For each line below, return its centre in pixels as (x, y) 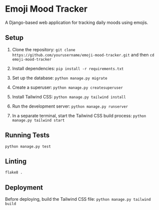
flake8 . (14, 172)
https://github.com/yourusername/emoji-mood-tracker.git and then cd (83, 55)
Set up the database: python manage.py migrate (60, 78)
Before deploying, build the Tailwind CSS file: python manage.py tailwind (78, 199)
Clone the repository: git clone (44, 49)
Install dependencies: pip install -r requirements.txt (68, 68)
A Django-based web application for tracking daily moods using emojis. (77, 22)
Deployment (24, 187)
